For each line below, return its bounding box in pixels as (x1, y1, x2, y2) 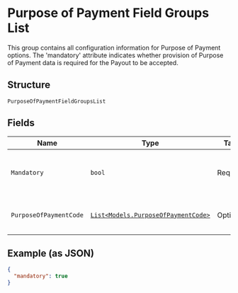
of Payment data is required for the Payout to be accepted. (7, 58, 178, 67)
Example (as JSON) (7, 247, 94, 259)
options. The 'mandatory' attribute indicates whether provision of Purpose (7, 51, 224, 59)
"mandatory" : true (13, 272, 69, 280)
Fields (7, 117, 35, 129)
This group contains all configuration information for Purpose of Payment (7, 43, 221, 52)
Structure (7, 79, 51, 91)
